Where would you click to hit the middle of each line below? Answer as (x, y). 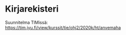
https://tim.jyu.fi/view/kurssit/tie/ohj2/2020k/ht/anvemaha (63, 27)
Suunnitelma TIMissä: (27, 22)
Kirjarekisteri (32, 9)
